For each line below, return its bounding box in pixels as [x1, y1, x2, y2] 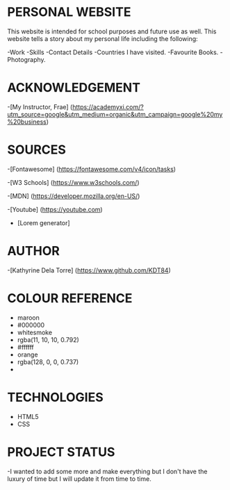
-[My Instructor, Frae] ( [7, 102, 73, 111]
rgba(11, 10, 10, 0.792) [17, 335, 80, 344]
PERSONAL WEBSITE [7, 4, 131, 20]
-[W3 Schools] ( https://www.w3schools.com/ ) [7, 178, 140, 186]
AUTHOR [7, 243, 60, 259]
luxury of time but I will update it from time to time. [7, 474, 151, 483]
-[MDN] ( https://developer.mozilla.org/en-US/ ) [7, 192, 140, 200]
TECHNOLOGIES [7, 389, 104, 405]
